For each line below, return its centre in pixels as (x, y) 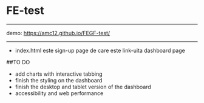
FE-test (25, 11)
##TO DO (18, 62)
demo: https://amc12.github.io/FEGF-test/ (58, 33)
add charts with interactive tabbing (59, 74)
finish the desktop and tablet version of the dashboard (83, 87)
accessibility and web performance (59, 93)
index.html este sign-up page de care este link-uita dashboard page (100, 50)
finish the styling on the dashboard (59, 80)
